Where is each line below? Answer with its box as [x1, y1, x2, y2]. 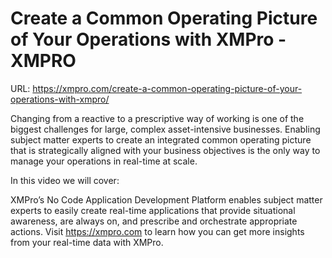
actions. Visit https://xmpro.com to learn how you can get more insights [10, 225, 305, 237]
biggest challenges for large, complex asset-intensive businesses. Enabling [10, 123, 321, 135]
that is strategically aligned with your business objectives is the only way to [10, 144, 321, 156]
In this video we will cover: [10, 174, 120, 186]
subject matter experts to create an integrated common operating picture [10, 133, 312, 146]
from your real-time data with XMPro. [10, 236, 164, 248]
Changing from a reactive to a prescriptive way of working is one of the [10, 112, 305, 124]
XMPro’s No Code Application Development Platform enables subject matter [10, 193, 323, 206]
